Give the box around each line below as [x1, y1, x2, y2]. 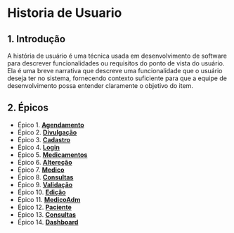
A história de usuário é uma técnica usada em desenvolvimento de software [7, 51, 227, 60]
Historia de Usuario [7, 5, 122, 21]
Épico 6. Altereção [17, 158, 72, 166]
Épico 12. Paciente [17, 203, 72, 211]
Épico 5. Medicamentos [17, 150, 88, 159]
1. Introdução [7, 33, 65, 45]
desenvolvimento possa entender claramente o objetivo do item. [7, 82, 193, 89]
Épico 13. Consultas [17, 210, 76, 219]
